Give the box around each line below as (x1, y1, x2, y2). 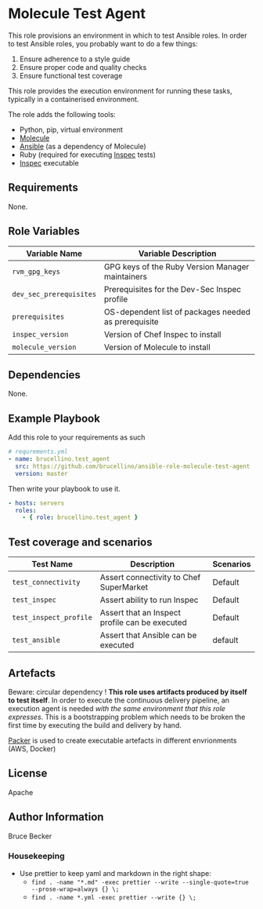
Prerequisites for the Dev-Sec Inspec (103, 283, 241, 294)
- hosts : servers (8, 499, 65, 507)
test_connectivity (12, 578, 81, 587)
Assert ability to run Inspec (99, 594, 199, 605)
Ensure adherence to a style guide (19, 54, 131, 64)
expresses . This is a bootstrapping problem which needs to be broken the (8, 712, 246, 721)
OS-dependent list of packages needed (103, 306, 250, 317)
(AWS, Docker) (8, 743, 56, 754)
